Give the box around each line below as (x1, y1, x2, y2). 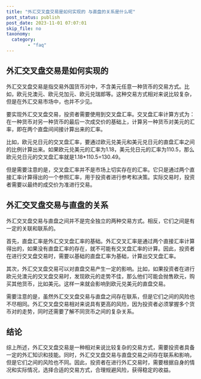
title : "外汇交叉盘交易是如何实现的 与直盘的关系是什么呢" (6, 8, 136, 15)
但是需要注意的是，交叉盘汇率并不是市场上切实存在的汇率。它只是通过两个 (6, 166, 190, 173)
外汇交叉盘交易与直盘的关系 (6, 200, 109, 210)
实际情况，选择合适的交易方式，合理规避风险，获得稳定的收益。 (16, 366, 174, 374)
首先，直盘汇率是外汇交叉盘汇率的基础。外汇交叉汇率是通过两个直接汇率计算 (6, 237, 195, 244)
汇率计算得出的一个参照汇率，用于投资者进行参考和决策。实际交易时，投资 (11, 173, 195, 180)
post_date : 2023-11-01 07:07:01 (6, 20, 87, 26)
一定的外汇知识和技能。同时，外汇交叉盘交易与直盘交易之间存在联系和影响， (6, 351, 195, 359)
